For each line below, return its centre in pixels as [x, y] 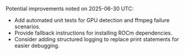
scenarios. [27, 27]
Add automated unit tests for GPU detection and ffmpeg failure [92, 20]
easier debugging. [37, 45]
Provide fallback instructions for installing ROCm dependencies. [93, 33]
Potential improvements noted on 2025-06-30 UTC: [70, 9]
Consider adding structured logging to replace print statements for [97, 39]
